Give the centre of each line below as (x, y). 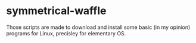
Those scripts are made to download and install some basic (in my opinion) (98, 27)
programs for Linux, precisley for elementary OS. (66, 33)
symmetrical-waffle (56, 11)
